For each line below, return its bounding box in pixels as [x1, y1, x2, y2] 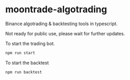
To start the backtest [5, 59, 49, 66]
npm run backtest [5, 69, 42, 75]
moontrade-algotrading [5, 4, 107, 15]
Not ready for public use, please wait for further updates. [5, 30, 125, 36]
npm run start [5, 50, 36, 55]
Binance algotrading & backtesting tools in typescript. [5, 21, 118, 27]
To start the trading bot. [5, 40, 55, 47]
